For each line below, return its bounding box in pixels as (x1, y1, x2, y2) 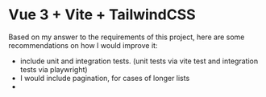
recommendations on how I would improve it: (8, 40, 158, 50)
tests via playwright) (19, 64, 88, 74)
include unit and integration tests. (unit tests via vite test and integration (19, 56, 259, 66)
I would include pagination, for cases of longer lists (19, 73, 190, 83)
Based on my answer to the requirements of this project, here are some (8, 32, 245, 42)
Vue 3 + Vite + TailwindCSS (8, 6, 196, 24)
